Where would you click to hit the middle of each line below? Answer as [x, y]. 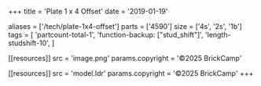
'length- [218, 35]
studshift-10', [29, 43]
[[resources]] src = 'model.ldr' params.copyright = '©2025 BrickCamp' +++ [131, 73]
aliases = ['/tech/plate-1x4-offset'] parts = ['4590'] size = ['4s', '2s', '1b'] [125, 26]
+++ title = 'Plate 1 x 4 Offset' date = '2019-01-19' [88, 11]
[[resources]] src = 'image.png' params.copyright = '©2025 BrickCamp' [125, 58]
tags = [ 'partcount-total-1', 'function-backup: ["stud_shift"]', [106, 35]
